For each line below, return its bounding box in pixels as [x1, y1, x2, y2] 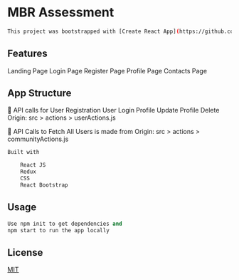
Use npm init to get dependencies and [7, 220, 122, 227]
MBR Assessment [7, 4, 115, 21]
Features [7, 48, 48, 60]
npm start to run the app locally [7, 227, 110, 234]
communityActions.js [7, 135, 69, 143]
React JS [20, 162, 46, 169]
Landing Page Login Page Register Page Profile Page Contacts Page [7, 66, 208, 75]
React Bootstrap [20, 181, 69, 189]
